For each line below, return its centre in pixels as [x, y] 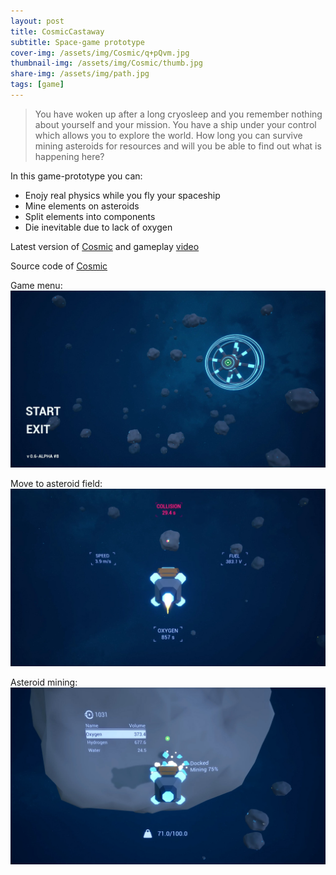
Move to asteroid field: [56, 484]
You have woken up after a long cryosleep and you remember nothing [178, 114]
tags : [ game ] [37, 85]
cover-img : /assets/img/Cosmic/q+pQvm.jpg [100, 53]
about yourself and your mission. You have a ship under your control [175, 124]
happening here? [69, 156]
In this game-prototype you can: [76, 176]
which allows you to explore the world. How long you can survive [168, 135]
